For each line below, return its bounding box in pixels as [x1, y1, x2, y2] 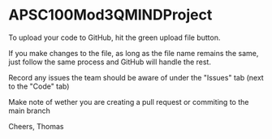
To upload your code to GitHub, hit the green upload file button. [8, 33, 221, 42]
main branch [8, 106, 50, 115]
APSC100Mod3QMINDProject [8, 6, 213, 24]
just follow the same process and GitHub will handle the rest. [8, 57, 211, 67]
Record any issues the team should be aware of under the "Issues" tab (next [8, 72, 264, 82]
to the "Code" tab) [8, 81, 70, 91]
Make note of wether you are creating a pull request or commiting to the [8, 97, 249, 106]
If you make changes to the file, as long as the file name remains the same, [8, 48, 259, 58]
